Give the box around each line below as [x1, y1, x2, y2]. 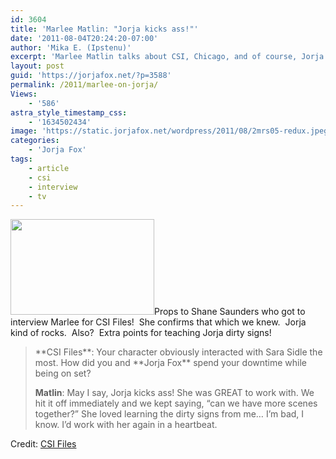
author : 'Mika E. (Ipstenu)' [10, 42, 132, 53]
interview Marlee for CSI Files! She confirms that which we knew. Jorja [10, 316, 307, 328]
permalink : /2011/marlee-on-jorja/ [10, 80, 159, 90]
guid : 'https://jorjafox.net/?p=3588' [10, 71, 172, 81]
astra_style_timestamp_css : [10, 107, 128, 118]
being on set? [34, 367, 92, 380]
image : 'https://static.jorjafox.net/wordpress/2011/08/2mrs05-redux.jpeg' [10, 126, 333, 136]
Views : [10, 89, 38, 99]
